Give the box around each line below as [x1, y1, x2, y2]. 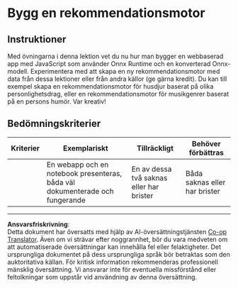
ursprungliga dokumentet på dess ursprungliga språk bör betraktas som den [7, 250, 230, 258]
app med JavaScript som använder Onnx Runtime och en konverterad [7, 60, 211, 68]
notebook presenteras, [46, 168, 123, 178]
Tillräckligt [137, 143, 174, 153]
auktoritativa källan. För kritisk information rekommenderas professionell [7, 257, 218, 266]
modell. [7, 67, 30, 75]
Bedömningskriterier [7, 118, 101, 130]
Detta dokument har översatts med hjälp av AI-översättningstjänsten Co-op [7, 227, 227, 236]
